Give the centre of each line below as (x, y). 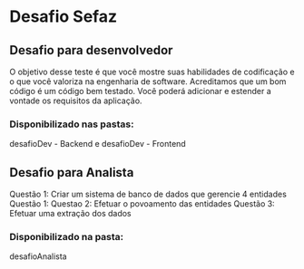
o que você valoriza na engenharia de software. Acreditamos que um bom (148, 82)
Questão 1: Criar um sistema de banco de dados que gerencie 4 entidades (148, 194)
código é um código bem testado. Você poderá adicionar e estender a (140, 91)
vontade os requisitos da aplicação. (76, 101)
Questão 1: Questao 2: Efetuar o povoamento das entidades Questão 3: (142, 204)
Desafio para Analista (72, 173)
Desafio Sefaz (64, 17)
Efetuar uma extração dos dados (70, 214)
